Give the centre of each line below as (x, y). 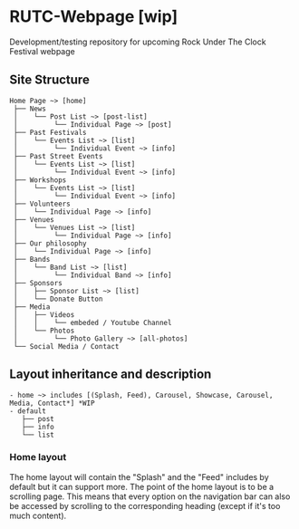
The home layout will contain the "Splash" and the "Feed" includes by (139, 476)
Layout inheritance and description (111, 375)
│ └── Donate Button (58, 299)
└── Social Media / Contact (66, 346)
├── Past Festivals (50, 132)
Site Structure (50, 80)
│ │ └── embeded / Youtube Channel (92, 322)
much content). (38, 515)
